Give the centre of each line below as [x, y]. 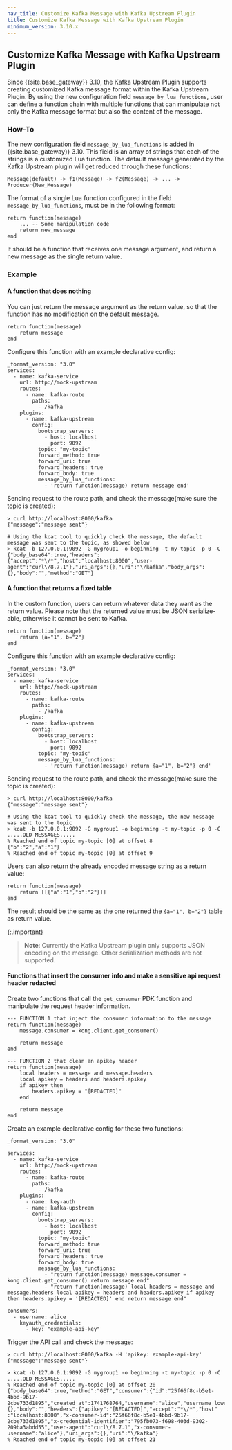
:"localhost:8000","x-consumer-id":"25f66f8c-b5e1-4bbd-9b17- [98, 1415]
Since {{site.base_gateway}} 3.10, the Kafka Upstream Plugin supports [107, 82]
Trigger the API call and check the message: [70, 1342]
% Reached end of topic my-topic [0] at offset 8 [80, 841]
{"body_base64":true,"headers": [54, 555]
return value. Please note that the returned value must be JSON [97, 611]
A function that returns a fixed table [59, 588]
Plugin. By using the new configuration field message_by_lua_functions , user [115, 97]
